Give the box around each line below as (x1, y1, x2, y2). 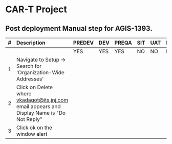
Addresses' (16, 75, 44, 83)
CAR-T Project (5, 4, 68, 15)
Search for (16, 63, 42, 70)
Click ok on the (16, 124, 53, 131)
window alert (16, 131, 48, 137)
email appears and (16, 103, 61, 110)
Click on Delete (16, 84, 53, 91)
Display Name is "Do (16, 109, 66, 116)
